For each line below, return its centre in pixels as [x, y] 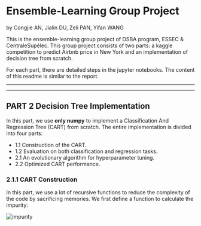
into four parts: [25, 133]
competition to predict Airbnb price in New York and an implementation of [97, 51]
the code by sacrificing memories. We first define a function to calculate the [100, 199]
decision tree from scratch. [39, 58]
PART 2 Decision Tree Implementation [78, 106]
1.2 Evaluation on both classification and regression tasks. [86, 151]
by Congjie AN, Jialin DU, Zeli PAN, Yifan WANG [65, 28]
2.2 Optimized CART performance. [57, 164]
